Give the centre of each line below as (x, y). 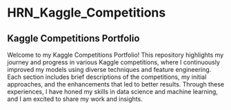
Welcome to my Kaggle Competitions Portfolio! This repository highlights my (115, 55)
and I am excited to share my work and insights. (75, 99)
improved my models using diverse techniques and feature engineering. (109, 70)
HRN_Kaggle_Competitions (87, 13)
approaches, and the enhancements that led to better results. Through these (116, 84)
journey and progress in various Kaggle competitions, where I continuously (114, 62)
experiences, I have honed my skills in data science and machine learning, (113, 92)
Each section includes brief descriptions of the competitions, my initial (107, 77)
